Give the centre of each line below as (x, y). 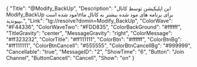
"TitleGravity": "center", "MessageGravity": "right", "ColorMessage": (89, 33)
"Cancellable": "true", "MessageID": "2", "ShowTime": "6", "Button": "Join (95, 52)
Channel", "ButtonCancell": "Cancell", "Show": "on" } (70, 58)
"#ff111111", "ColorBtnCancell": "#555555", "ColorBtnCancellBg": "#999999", (99, 45)
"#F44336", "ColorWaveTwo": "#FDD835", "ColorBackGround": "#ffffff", (94, 27)
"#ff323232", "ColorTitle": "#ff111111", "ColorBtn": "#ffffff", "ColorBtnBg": (94, 39)
